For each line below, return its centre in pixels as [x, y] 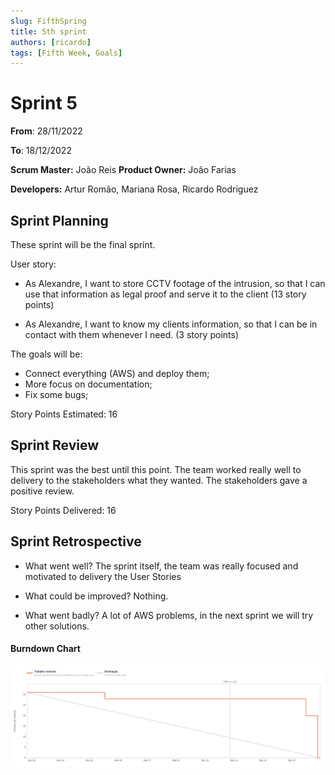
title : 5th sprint [48, 31]
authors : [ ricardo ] [51, 42]
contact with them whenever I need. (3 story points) [131, 334]
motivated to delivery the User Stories [103, 576]
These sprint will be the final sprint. [83, 244]
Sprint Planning [59, 220]
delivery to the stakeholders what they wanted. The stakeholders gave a [159, 480]
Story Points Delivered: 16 [63, 510]
